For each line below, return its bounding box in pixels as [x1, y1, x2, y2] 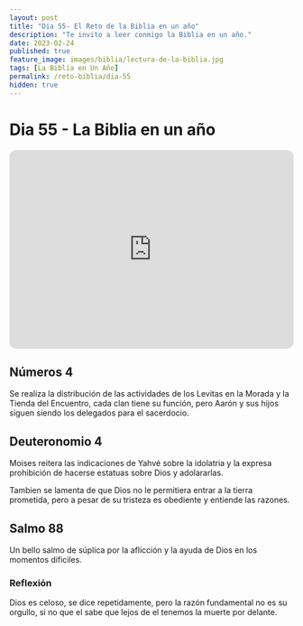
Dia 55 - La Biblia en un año [9, 119, 216, 140]
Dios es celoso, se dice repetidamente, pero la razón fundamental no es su [9, 597, 288, 608]
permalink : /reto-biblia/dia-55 [9, 72, 131, 81]
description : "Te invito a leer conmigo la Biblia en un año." [9, 30, 252, 39]
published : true [9, 47, 70, 56]
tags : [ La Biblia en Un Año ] [9, 64, 119, 73]
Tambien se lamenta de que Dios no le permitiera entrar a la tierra [9, 485, 253, 496]
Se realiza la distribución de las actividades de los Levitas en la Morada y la [9, 388, 290, 399]
